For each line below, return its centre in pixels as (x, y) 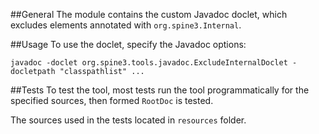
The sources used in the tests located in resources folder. (128, 120)
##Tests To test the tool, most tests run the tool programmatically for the (160, 90)
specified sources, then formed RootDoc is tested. (112, 100)
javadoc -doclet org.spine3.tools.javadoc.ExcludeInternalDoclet (149, 63)
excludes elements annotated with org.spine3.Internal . (126, 25)
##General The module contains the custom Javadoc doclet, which (149, 14)
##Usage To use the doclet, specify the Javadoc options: (128, 44)
